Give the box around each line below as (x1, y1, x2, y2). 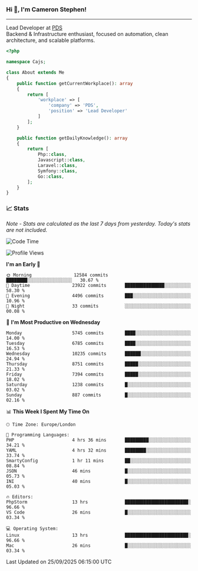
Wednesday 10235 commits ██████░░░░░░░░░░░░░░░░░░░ (6, 351, 192, 357)
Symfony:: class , (37, 168, 78, 174)
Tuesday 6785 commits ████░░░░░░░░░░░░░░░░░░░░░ (6, 340, 192, 346)
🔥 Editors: (6, 494, 34, 500)
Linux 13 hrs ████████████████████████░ (6, 532, 192, 538)
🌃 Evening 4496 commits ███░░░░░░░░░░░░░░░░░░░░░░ (6, 292, 192, 299)
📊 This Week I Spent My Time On (6, 407, 90, 415)
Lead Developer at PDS (6, 24, 63, 31)
